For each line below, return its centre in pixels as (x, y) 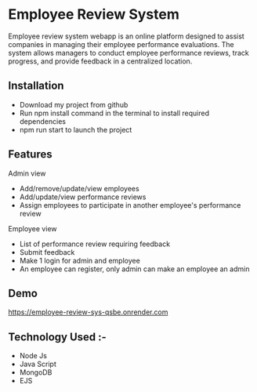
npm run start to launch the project (76, 129)
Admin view (27, 173)
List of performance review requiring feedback (95, 244)
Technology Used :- (58, 337)
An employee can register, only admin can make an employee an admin (134, 269)
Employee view (33, 228)
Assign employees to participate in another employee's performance (130, 205)
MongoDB (36, 372)
